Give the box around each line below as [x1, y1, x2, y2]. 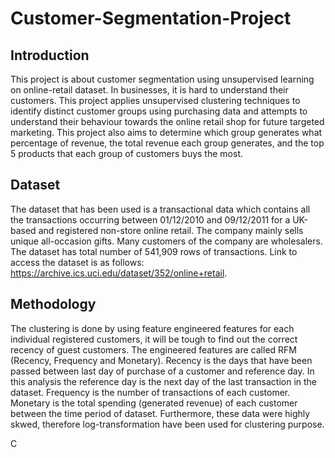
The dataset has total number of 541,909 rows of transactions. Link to [10, 245, 298, 257]
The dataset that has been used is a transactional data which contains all [10, 203, 311, 215]
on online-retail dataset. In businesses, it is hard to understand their [10, 84, 289, 96]
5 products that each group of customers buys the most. [10, 148, 243, 159]
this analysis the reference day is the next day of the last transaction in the [10, 375, 318, 387]
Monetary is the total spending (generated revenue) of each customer [10, 397, 298, 409]
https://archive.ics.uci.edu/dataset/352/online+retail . [10, 267, 228, 279]
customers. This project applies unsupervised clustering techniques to [10, 95, 301, 106]
